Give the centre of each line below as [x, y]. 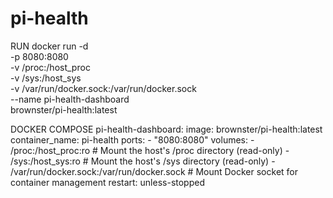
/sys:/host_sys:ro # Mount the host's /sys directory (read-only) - [143, 161]
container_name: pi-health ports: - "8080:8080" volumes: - [132, 139]
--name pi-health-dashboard [70, 99]
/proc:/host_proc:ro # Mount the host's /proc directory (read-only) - [150, 150]
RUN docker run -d [49, 46]
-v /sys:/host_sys [46, 78]
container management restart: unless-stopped [107, 182]
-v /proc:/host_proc [50, 67]
